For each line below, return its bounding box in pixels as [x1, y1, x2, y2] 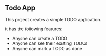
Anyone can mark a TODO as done [12, 45, 82, 51]
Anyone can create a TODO [12, 35, 67, 41]
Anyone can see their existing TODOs [12, 41, 88, 46]
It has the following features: [5, 26, 63, 32]
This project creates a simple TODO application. [5, 16, 102, 22]
